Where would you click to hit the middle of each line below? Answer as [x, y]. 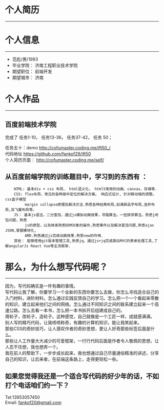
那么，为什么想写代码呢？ [57, 267]
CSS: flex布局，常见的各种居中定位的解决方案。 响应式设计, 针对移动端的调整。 [85, 194]
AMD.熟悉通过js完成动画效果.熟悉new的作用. [64, 236]
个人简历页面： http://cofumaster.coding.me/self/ [54, 160]
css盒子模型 [16, 200]
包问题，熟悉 [16, 220]
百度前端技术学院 [31, 125]
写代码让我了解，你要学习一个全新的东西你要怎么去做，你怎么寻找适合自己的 [82, 292]
